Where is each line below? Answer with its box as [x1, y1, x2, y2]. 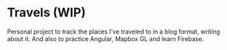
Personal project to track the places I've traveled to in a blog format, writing [7, 27, 221, 36]
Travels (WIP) [7, 5, 86, 21]
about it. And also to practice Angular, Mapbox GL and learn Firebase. [7, 34, 204, 42]
